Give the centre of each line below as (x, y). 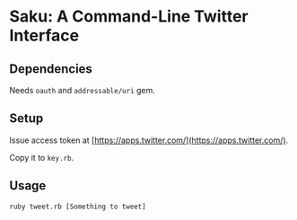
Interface (44, 35)
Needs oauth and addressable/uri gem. (82, 90)
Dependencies (51, 69)
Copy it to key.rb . (42, 157)
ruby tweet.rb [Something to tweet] (78, 207)
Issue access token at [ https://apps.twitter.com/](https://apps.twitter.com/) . (149, 140)
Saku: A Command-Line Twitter (129, 17)
